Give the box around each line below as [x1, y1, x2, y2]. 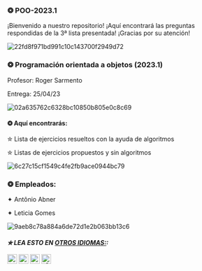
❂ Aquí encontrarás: [7, 119, 68, 127]
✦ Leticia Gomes [7, 209, 56, 217]
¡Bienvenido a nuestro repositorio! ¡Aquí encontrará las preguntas [7, 22, 196, 30]
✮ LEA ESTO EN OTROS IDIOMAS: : [7, 238, 109, 246]
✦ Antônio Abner [7, 195, 56, 204]
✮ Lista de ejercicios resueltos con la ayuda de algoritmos [7, 134, 175, 143]
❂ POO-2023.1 [7, 6, 57, 15]
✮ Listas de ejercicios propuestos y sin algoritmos [7, 148, 152, 156]
